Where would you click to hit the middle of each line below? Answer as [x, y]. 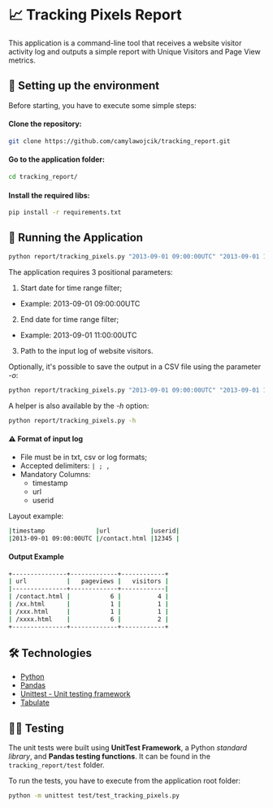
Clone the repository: [45, 124]
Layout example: [36, 515]
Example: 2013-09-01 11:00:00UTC [78, 335]
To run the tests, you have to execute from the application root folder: [125, 781]
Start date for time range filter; [71, 288]
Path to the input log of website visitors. [87, 350]
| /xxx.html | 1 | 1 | [89, 611]
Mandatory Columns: [55, 474]
